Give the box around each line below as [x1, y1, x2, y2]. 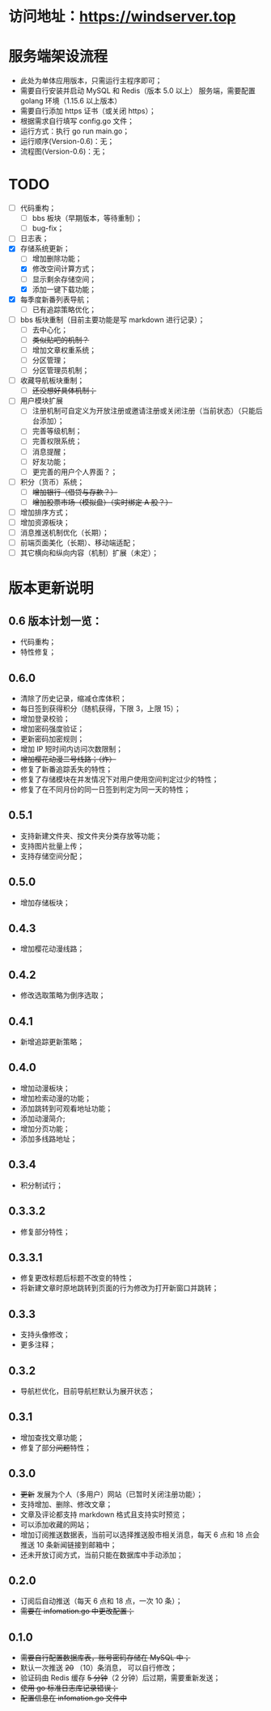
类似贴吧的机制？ [32, 335, 90, 345]
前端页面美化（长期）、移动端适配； [19, 538, 138, 548]
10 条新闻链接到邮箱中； [36, 1539, 117, 1549]
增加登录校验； [19, 714, 70, 723]
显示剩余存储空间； [32, 274, 97, 284]
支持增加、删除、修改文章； [19, 1499, 113, 1509]
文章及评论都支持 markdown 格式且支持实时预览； [19, 1510, 188, 1519]
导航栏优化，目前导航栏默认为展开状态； [19, 1386, 155, 1395]
